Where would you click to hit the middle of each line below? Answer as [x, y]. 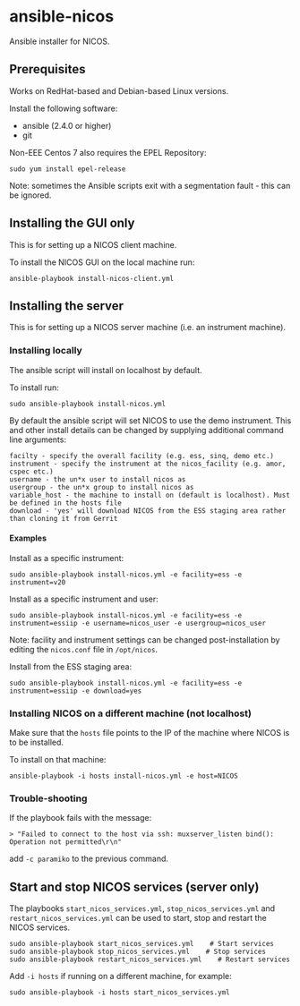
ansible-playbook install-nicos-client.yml [92, 278]
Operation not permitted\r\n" [66, 842]
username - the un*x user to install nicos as [98, 479]
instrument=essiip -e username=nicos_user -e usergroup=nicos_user [138, 623]
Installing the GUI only [72, 223]
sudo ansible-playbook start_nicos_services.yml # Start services [142, 944]
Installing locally [46, 351]
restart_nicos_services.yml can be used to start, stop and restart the [138, 918]
